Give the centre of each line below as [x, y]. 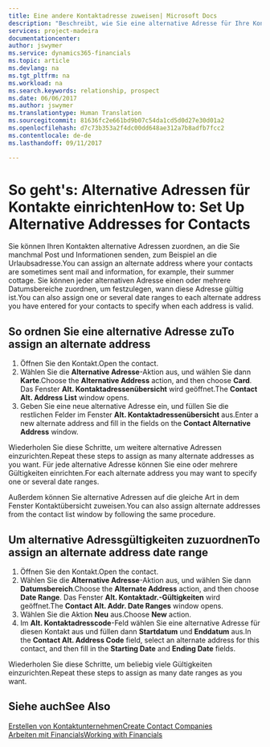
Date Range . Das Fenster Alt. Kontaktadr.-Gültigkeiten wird [120, 597]
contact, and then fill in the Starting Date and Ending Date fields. [128, 649]
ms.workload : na [35, 83]
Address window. [49, 432]
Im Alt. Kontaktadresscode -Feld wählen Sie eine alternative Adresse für [140, 623]
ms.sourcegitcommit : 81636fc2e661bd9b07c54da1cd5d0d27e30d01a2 [117, 121]
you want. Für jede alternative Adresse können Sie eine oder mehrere [123, 464]
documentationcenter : [45, 38]
